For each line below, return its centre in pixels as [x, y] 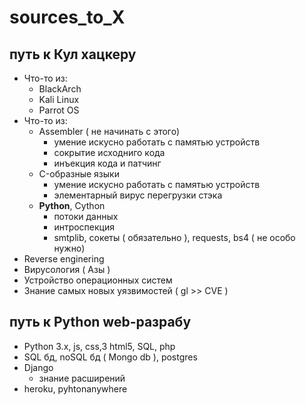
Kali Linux [59, 99]
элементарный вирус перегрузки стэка [138, 195]
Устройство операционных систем [98, 280]
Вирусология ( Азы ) [67, 269]
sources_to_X [67, 17]
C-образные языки [79, 174]
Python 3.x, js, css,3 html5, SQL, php [99, 346]
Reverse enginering [64, 259]
